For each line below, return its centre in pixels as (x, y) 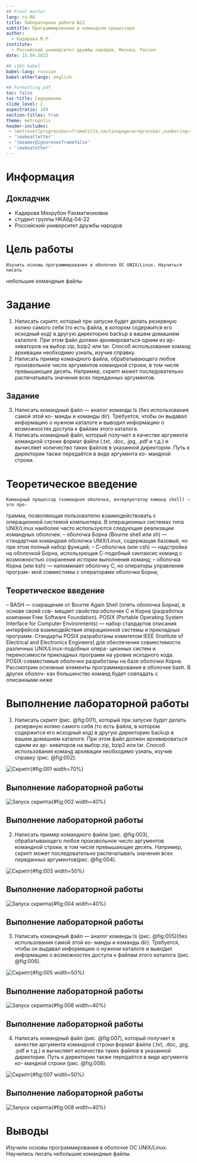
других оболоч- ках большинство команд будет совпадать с (82, 674)
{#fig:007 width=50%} (57, 1075)
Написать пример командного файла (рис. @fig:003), (82, 834)
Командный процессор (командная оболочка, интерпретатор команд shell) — (98, 500)
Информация (40, 177)
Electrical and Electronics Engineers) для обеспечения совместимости (93, 642)
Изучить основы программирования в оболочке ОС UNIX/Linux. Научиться (94, 265)
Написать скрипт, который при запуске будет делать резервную (96, 321)
